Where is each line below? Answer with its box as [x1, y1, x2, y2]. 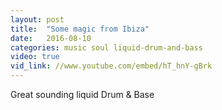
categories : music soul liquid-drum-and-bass [10, 42, 203, 53]
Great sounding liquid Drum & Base [10, 89, 155, 100]
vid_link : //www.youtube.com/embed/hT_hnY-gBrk [10, 61, 213, 71]
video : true [10, 52, 60, 62]
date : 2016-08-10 [10, 33, 92, 43]
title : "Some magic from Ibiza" [10, 24, 150, 34]
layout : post [10, 14, 65, 25]
